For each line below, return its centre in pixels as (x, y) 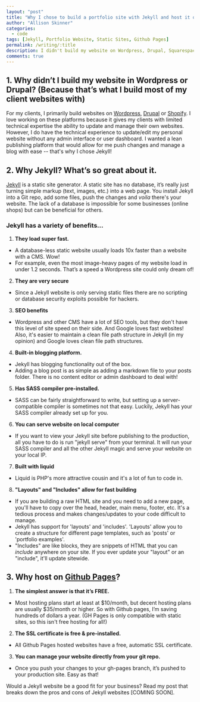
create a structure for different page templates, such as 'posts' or (95, 533)
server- (171, 400)
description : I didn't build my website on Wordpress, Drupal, (86, 51)
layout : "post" (25, 12)
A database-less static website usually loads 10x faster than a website (101, 250)
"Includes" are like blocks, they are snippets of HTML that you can (96, 545)
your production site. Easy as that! (57, 675)
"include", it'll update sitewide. (52, 558)
